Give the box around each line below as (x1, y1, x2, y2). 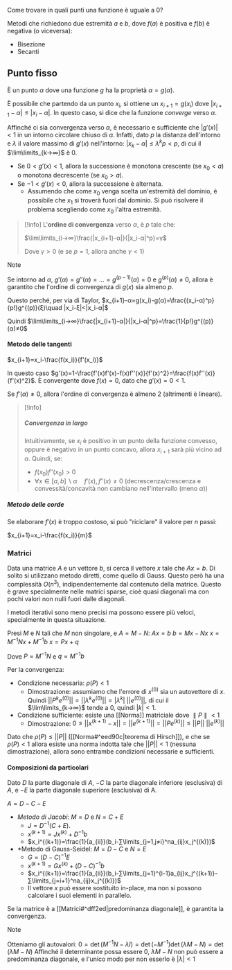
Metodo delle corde (7, 500, 64, 508)
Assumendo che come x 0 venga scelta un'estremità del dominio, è (27, 187, 217, 197)
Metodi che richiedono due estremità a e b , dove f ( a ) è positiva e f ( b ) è (7, 19, 210, 27)
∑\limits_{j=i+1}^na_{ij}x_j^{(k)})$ (27, 876, 121, 885)
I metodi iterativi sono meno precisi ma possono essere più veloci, (7, 608, 196, 616)
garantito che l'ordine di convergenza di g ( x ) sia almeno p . (7, 282, 174, 291)
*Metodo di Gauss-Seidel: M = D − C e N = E (17, 845, 147, 853)
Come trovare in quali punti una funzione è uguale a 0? (7, 6, 163, 14)
